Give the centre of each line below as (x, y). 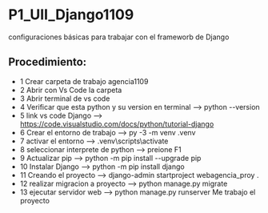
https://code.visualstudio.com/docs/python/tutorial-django (117, 124)
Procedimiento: (48, 62)
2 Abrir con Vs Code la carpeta (71, 90)
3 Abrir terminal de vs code (65, 98)
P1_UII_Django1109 (71, 15)
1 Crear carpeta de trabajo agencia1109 (84, 81)
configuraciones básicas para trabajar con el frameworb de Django (119, 37)
